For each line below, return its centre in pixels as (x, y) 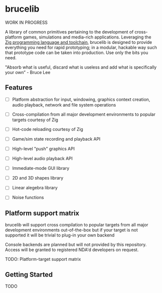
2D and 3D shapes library (38, 178)
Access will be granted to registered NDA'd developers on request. (72, 250)
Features (19, 88)
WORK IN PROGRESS (26, 22)
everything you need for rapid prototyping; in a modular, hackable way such (81, 47)
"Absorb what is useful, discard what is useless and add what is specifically (81, 67)
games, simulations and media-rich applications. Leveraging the (87, 37)
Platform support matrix (42, 213)
